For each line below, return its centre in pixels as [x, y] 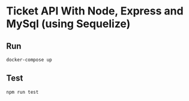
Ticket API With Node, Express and [95, 11]
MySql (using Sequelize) [68, 24]
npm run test [22, 92]
